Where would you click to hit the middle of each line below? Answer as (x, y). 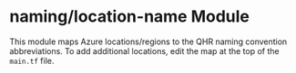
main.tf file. (32, 60)
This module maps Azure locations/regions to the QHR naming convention (148, 41)
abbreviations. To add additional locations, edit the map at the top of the (144, 50)
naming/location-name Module (130, 17)
